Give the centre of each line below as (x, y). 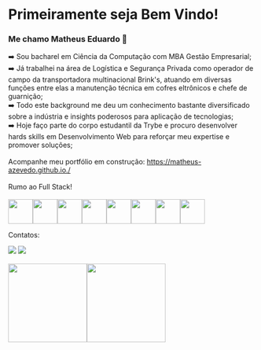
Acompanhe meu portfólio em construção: (77, 162)
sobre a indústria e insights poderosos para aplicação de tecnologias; (121, 116)
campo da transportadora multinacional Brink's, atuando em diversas (120, 79)
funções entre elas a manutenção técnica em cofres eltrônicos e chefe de (128, 88)
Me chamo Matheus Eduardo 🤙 (68, 39)
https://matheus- (174, 162)
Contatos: (24, 235)
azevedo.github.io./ (39, 170)
